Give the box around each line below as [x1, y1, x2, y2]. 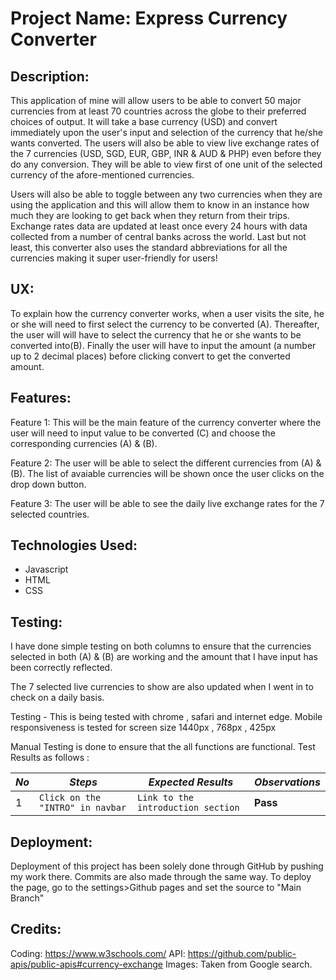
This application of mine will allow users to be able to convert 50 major [10, 95, 302, 106]
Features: [10, 390, 72, 407]
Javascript [24, 563, 69, 576]
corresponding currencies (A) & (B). [10, 437, 158, 449]
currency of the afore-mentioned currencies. [10, 169, 195, 181]
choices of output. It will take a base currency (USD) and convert [10, 116, 278, 127]
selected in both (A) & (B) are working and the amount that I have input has [10, 651, 318, 663]
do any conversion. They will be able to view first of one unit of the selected [10, 158, 323, 170]
